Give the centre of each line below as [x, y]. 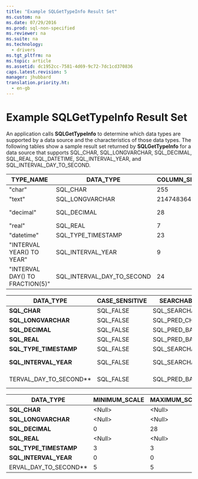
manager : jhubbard [29, 77]
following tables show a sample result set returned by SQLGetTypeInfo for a [99, 146]
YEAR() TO [24, 252]
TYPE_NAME [29, 179]
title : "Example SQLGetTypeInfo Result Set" [62, 11]
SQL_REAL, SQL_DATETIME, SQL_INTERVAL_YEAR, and [74, 158]
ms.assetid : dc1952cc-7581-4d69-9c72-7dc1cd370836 [70, 66]
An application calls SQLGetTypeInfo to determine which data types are [93, 134]
